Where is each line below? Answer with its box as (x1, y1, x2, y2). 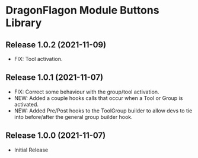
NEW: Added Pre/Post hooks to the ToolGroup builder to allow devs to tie (14, 107, 193, 114)
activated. (14, 101, 39, 108)
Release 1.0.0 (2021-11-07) (5, 131, 106, 141)
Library (5, 16, 42, 30)
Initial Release (14, 146, 49, 153)
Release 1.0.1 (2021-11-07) (5, 72, 104, 83)
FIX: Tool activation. (14, 56, 63, 62)
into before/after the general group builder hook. (14, 113, 133, 120)
